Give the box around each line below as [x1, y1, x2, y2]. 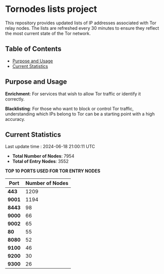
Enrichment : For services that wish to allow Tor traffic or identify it [5, 91, 141, 97]
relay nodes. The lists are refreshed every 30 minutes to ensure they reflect [5, 25, 160, 31]
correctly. [5, 96, 25, 102]
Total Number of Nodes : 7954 [12, 153, 74, 159]
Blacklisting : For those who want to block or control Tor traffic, [5, 106, 134, 111]
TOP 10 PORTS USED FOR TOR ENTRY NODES [5, 168, 101, 174]
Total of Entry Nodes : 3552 [12, 159, 69, 164]
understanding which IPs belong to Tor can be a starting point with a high [5, 110, 155, 117]
